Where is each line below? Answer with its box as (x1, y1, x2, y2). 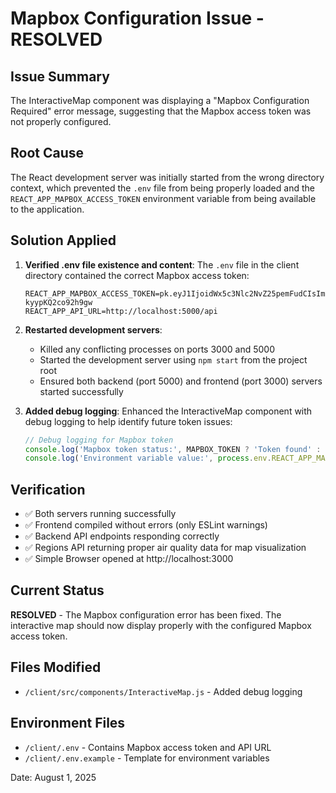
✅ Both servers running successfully (24, 508, 177, 520)
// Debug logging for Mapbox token (24, 435, 174, 445)
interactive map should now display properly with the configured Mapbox (10, 619, 312, 631)
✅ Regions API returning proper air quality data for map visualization (24, 542, 307, 554)
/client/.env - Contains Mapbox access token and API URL (24, 741, 272, 753)
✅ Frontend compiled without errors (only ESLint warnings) (24, 519, 268, 531)
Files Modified (10, 659, 102, 676)
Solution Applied (10, 232, 117, 249)
